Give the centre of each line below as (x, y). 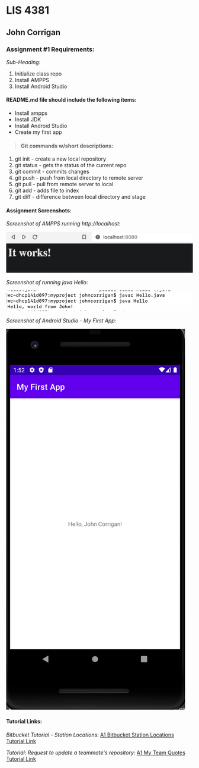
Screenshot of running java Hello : (47, 283)
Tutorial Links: (24, 722)
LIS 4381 (28, 10)
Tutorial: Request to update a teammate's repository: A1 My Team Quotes (96, 753)
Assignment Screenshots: (39, 210)
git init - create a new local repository (60, 159)
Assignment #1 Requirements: (50, 49)
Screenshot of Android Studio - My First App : (61, 321)
